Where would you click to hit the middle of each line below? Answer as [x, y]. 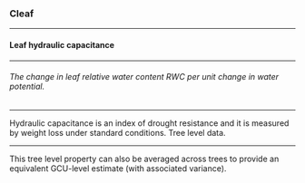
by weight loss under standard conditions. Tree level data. [118, 132]
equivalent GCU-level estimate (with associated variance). [118, 168]
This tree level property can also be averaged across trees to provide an [144, 159]
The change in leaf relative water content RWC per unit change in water [144, 77]
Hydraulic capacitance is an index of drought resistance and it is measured [149, 123]
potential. [27, 87]
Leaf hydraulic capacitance [62, 44]
